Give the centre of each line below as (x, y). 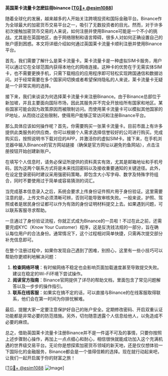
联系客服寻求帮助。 (29, 210)
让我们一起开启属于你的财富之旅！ (40, 358)
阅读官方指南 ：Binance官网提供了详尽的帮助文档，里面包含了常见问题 (84, 280)
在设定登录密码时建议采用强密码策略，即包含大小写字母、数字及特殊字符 (79, 174)
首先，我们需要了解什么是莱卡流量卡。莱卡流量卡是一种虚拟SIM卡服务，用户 (84, 61)
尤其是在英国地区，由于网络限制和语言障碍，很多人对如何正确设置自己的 (88, 37)
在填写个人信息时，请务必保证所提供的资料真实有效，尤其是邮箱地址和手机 (82, 162)
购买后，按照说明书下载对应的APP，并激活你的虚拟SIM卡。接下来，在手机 (81, 138)
